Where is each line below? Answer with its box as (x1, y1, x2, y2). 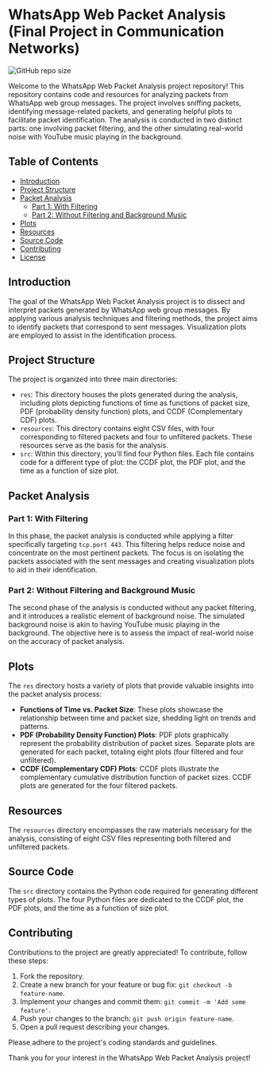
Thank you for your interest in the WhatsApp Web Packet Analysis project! (8, 1052, 251, 1062)
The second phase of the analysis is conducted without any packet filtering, (8, 603, 256, 612)
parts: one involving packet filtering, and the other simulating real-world (8, 123, 244, 133)
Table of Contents (8, 155, 99, 169)
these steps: (8, 955, 49, 965)
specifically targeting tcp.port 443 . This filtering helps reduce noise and (8, 540, 245, 549)
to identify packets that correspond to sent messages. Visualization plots (8, 322, 247, 331)
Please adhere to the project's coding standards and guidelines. (8, 1037, 218, 1047)
